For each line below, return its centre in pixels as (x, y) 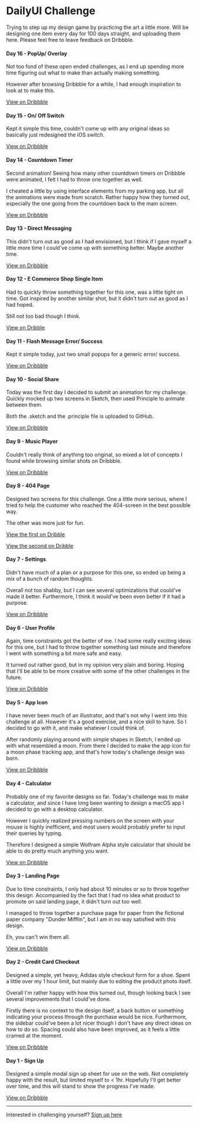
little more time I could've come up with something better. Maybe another (95, 248)
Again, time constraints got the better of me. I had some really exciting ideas (99, 641)
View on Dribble (26, 327)
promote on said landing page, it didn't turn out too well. (74, 901)
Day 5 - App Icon (27, 702)
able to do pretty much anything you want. (57, 851)
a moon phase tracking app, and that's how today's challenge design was (95, 752)
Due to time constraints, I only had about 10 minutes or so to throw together (98, 889)
